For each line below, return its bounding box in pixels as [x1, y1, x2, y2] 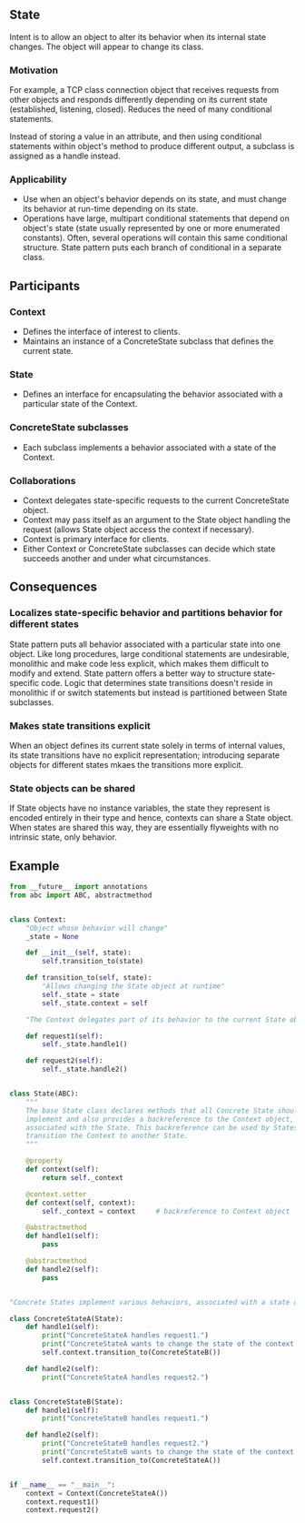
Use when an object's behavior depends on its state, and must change [22, 194, 288, 205]
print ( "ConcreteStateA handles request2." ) [42, 1373, 209, 1382]
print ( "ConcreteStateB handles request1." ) [42, 1414, 209, 1423]
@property [25, 1156, 64, 1165]
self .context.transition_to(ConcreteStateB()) [42, 1348, 221, 1357]
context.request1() [25, 1497, 100, 1507]
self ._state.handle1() [42, 1040, 128, 1049]
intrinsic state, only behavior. [9, 832, 118, 842]
